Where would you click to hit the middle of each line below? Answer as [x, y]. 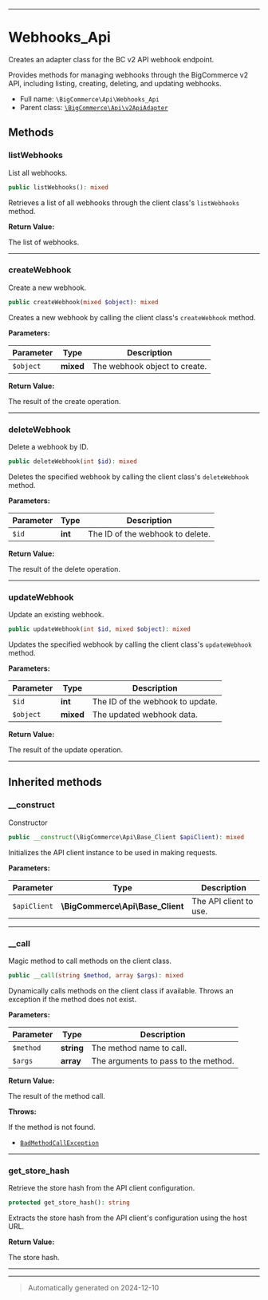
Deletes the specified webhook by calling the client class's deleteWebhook [129, 477]
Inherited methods [55, 782]
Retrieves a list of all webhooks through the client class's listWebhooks [124, 202]
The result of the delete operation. [65, 569]
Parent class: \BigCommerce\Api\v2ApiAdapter [94, 107]
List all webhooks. [38, 172]
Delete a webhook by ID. [49, 446]
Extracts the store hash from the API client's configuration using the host [128, 1218]
